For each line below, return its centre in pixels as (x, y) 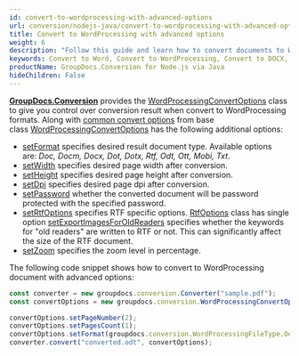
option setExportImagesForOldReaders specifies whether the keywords (153, 222)
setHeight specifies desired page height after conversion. (127, 174)
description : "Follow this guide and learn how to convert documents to (147, 51)
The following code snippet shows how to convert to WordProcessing (137, 267)
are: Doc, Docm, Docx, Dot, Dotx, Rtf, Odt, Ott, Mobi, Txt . (126, 156)
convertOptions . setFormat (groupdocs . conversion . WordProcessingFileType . (147, 335)
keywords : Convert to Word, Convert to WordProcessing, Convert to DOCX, (149, 59)
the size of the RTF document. (77, 240)
